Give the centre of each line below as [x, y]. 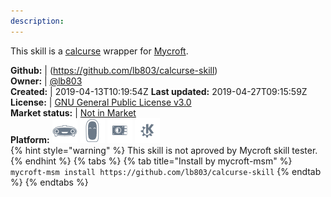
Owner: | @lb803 [46, 81]
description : [37, 21]
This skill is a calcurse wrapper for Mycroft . [99, 51]
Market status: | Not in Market [73, 112]
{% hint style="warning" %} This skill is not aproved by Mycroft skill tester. [164, 150]
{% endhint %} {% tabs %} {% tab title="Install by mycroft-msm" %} [151, 161]
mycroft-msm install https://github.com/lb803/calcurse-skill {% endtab [166, 171]
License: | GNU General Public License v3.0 [101, 102]
